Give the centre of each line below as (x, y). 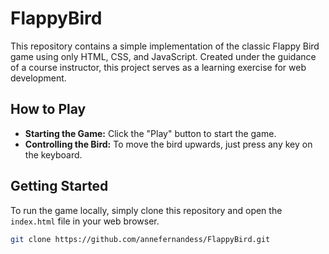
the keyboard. (53, 154)
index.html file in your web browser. (85, 221)
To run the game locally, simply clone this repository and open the (146, 210)
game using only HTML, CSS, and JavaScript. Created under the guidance (163, 56)
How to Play (48, 109)
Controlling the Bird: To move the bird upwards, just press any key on (168, 144)
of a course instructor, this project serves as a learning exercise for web (158, 67)
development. (38, 78)
